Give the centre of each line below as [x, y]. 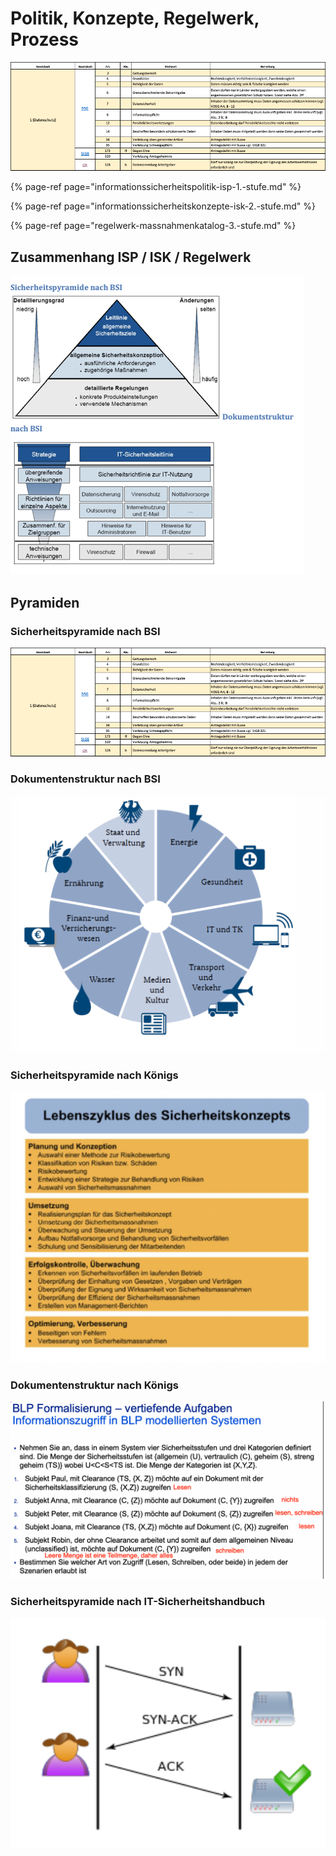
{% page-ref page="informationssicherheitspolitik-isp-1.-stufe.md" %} [156, 187]
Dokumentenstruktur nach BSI [85, 779]
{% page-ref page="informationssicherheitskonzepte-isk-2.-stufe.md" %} [163, 206]
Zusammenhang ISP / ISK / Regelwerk [131, 257]
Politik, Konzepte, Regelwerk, [135, 18]
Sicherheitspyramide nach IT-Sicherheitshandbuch [138, 1602]
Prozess [44, 39]
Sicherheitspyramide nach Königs [94, 1075]
